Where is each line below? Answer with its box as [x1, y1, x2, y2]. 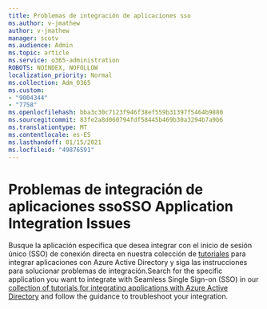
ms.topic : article [8, 49, 70, 57]
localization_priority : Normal [8, 71, 113, 79]
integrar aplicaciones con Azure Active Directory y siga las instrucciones [8, 258, 248, 267]
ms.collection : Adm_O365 [8, 78, 91, 86]
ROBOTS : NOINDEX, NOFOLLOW [8, 64, 98, 72]
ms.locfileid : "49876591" [8, 146, 94, 154]
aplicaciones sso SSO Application [8, 197, 233, 215]
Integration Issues [8, 214, 132, 232]
